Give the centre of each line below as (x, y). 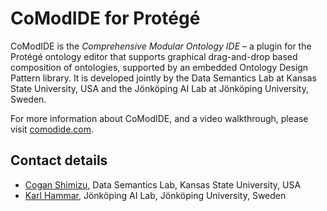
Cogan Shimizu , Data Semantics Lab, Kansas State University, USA (163, 184)
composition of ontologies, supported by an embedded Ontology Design (159, 67)
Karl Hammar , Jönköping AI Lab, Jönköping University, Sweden (155, 195)
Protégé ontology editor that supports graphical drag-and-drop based (154, 56)
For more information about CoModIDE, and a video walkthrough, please (159, 118)
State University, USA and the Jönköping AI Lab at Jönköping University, (160, 88)
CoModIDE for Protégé (105, 18)
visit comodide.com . (52, 129)
